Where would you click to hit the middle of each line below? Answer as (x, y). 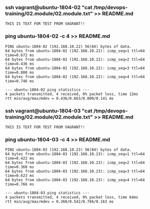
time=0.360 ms (20, 167)
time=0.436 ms (20, 64)
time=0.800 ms (20, 72)
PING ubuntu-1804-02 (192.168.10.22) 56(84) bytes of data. (69, 46)
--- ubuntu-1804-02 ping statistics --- (48, 90)
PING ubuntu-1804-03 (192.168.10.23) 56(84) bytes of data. (69, 150)
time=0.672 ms (20, 55)
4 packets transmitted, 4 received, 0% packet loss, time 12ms (72, 94)
